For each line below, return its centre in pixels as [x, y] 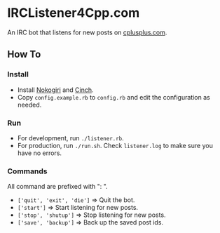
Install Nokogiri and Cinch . [55, 90]
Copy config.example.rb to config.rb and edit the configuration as [114, 97]
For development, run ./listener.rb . [70, 138]
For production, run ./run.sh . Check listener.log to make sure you [115, 145]
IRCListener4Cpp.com [74, 13]
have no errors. [39, 153]
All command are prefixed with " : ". [57, 187]
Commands [27, 171]
